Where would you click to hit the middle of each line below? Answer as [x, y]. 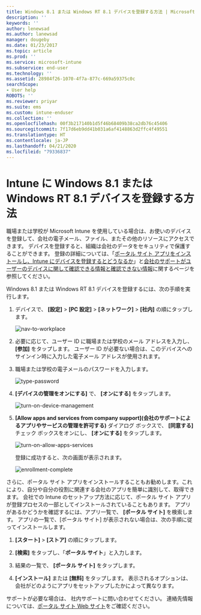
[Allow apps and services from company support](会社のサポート [97, 418]
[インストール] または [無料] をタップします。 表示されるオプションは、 [103, 578]
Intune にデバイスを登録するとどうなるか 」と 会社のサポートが [109, 261]
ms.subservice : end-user [37, 68]
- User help [21, 90]
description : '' [26, 17]
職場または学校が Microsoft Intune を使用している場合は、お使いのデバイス [99, 231]
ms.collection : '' [29, 118]
